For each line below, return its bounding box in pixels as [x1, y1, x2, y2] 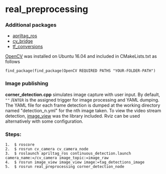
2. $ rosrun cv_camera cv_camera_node [5, 147, 89, 152]
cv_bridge [12, 38, 33, 44]
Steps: [5, 131, 22, 138]
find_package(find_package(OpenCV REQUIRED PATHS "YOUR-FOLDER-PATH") [5, 68, 156, 73]
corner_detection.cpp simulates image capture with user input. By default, [5, 92, 160, 98]
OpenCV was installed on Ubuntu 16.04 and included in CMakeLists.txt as [5, 53, 157, 59]
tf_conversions [12, 44, 43, 50]
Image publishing [5, 80, 49, 87]
